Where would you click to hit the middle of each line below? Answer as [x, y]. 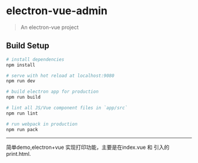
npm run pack [22, 129]
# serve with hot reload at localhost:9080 [60, 76]
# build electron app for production [52, 92]
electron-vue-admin [57, 11]
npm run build [24, 97]
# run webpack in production [42, 124]
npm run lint [22, 113]
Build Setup [28, 46]
